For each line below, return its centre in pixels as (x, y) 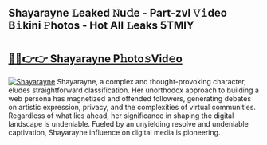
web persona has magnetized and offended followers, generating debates (130, 98)
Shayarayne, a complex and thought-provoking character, (152, 82)
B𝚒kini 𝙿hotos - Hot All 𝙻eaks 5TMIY (101, 26)
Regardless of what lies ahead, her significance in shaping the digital (121, 116)
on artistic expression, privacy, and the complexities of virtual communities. (132, 107)
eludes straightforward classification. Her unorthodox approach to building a (133, 90)
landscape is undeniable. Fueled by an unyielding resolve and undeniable (128, 124)
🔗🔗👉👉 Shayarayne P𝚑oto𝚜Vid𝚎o (96, 59)
